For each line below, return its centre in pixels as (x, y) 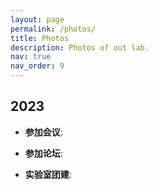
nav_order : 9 (37, 66)
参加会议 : (43, 132)
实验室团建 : (48, 174)
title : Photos (40, 38)
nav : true (31, 57)
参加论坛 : (43, 153)
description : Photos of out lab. (80, 47)
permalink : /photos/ (53, 29)
